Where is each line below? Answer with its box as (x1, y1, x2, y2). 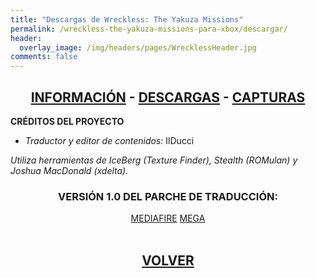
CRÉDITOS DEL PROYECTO (10, 115, 125, 127)
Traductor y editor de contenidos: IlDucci (24, 134, 195, 146)
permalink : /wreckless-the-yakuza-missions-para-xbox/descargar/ (10, 24, 288, 34)
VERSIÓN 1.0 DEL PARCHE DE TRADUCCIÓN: (58, 189, 278, 203)
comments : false (10, 52, 78, 62)
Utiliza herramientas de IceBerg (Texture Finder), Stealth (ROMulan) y (10, 154, 298, 166)
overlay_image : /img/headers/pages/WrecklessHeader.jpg (19, 42, 257, 53)
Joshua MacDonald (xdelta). (10, 164, 129, 176)
